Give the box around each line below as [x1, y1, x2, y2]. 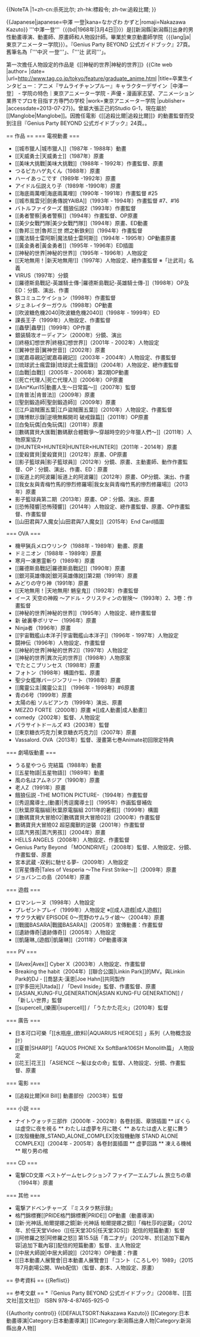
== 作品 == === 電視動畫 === [6, 133, 80, 139]
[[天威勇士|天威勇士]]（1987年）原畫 [14, 152, 104, 159]
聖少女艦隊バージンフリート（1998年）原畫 [14, 677, 121, 683]
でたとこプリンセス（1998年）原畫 [14, 662, 100, 668]
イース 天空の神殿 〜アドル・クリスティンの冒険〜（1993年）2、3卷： [14, 594, 188, 602]
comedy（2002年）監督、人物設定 [14, 714, 100, 721]
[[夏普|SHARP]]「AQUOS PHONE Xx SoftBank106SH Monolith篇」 [14, 1045, 177, 1051]
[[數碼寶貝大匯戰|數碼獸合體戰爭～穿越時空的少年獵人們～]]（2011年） [14, 429, 187, 435]
